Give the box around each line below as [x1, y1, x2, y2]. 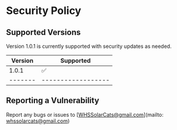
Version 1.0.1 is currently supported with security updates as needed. [6, 43, 172, 50]
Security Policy [6, 4, 82, 17]
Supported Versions [6, 27, 81, 37]
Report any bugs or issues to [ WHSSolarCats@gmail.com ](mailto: [6, 111, 164, 118]
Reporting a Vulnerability [6, 96, 99, 106]
